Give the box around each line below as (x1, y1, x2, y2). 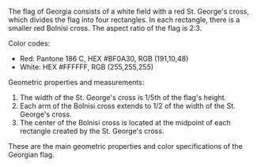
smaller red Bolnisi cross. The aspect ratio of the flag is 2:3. (8, 24, 202, 32)
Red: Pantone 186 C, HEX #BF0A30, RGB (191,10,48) (19, 54, 189, 63)
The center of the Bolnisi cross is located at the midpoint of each (19, 118, 231, 127)
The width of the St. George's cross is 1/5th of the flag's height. (19, 93, 227, 102)
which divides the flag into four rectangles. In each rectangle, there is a (8, 15, 240, 24)
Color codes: (8, 39, 51, 48)
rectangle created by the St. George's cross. (19, 126, 164, 135)
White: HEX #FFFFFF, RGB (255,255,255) (19, 62, 154, 72)
